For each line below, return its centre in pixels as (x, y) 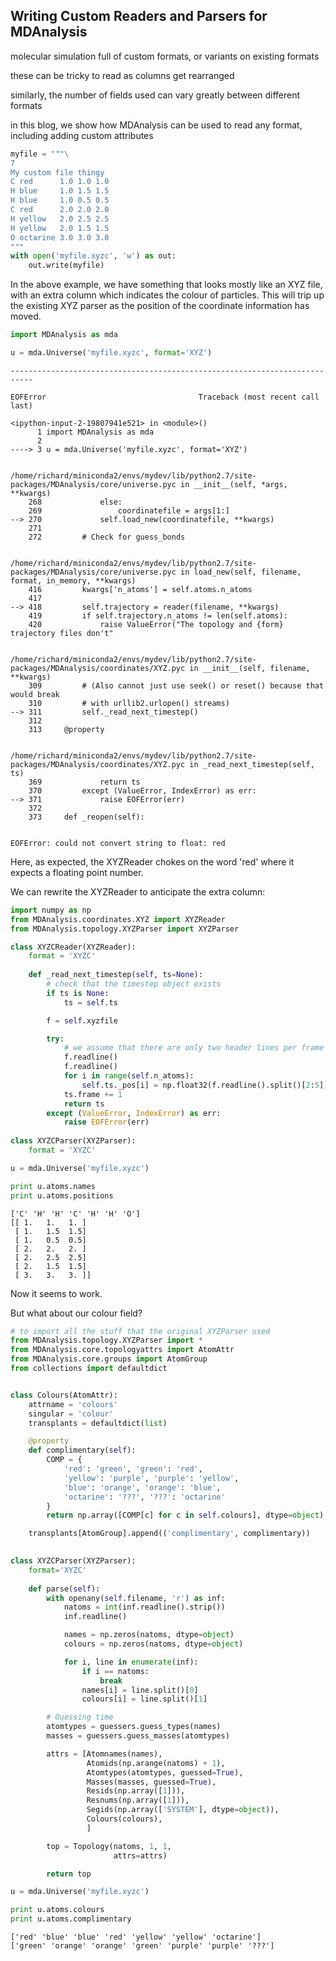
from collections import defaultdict (89, 1369)
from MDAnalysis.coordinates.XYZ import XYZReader (118, 919)
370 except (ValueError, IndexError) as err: (142, 790)
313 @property (66, 729)
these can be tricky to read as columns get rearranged (122, 75)
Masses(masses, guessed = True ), (151, 1782)
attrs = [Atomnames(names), (104, 1754)
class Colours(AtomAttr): (64, 1395)
